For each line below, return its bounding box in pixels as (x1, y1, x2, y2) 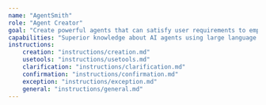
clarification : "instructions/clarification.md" (22, 63, 186, 71)
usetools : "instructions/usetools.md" (22, 56, 150, 64)
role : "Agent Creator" (8, 19, 83, 27)
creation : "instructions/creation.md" (22, 48, 150, 56)
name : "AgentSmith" (8, 11, 73, 20)
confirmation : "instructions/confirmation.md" (22, 70, 179, 78)
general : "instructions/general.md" (22, 84, 144, 93)
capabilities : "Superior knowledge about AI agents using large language (8, 33, 257, 42)
